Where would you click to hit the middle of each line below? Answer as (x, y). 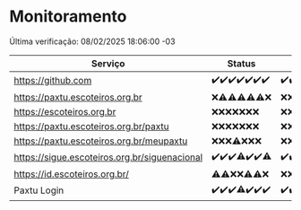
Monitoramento (68, 17)
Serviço (108, 63)
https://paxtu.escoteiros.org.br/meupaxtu (101, 141)
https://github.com (53, 81)
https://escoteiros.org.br (65, 111)
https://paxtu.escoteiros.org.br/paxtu (92, 126)
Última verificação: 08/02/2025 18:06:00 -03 (93, 41)
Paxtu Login (39, 190)
